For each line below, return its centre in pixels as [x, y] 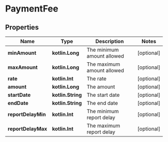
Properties [22, 27]
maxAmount [23, 67]
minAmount [22, 53]
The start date [103, 95]
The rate [96, 79]
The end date [102, 103]
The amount [101, 87]
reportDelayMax [27, 129]
